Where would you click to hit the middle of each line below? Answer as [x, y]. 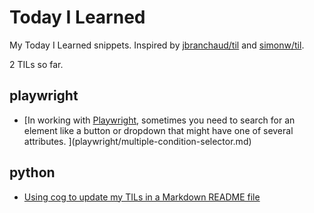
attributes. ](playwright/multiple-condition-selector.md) [137, 141]
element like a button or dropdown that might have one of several [158, 130]
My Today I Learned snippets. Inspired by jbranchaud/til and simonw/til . [157, 45]
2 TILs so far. [36, 64]
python [32, 172]
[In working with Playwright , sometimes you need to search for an [159, 120]
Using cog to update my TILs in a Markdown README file [142, 197]
